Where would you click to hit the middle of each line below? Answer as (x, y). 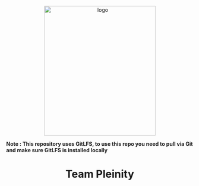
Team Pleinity (100, 174)
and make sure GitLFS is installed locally (57, 150)
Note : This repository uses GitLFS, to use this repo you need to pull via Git (99, 144)
